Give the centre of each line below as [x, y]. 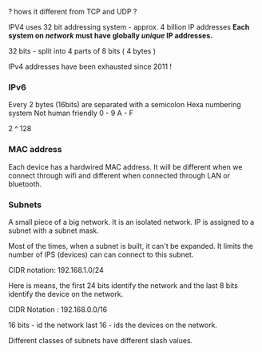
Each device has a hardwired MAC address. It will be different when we [125, 166]
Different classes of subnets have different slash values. [101, 340]
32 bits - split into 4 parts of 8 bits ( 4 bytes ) [82, 51]
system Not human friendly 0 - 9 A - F [71, 113]
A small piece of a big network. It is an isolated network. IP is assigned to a [131, 222]
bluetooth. [25, 184]
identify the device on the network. [66, 294]
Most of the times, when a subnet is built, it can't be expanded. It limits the [131, 246]
